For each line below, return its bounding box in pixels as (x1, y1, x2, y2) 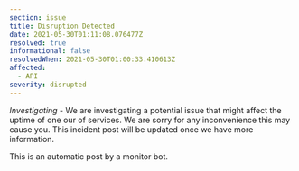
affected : (9, 64, 47, 73)
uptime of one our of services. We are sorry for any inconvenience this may (9, 114, 291, 125)
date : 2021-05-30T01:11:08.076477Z (9, 30, 144, 39)
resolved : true (9, 38, 67, 48)
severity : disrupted (9, 80, 88, 89)
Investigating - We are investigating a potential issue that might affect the (9, 104, 282, 115)
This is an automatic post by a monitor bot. (9, 150, 169, 162)
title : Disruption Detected (9, 22, 116, 31)
